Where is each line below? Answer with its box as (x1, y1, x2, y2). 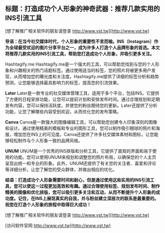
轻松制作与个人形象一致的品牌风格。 (9, 137, 82, 143)
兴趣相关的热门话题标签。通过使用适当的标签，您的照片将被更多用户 (13, 67, 151, 73)
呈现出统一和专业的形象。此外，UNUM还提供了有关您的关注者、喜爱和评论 (5, 160, 157, 166)
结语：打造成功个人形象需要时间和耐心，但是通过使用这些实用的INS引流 (5, 177, 150, 183)
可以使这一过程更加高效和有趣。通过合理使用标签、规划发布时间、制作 (18, 183, 160, 189)
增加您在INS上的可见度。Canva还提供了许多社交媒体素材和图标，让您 (13, 131, 155, 137)
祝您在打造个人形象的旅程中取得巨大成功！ (5, 201, 91, 207)
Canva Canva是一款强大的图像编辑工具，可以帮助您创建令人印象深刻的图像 (5, 119, 158, 125)
